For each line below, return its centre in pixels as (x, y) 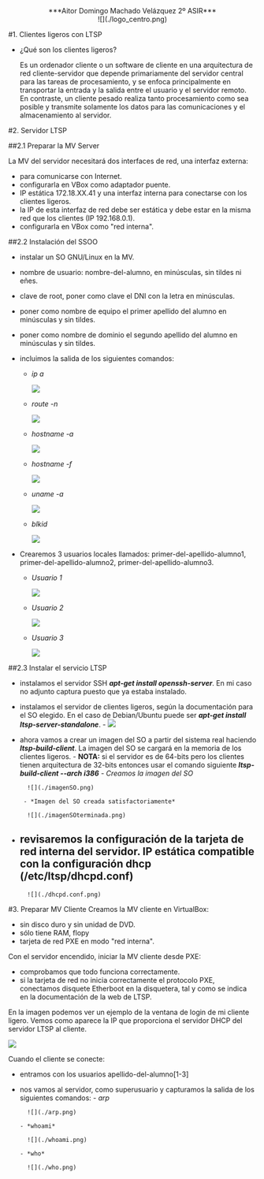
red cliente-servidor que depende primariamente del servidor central (132, 73)
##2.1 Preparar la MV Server (54, 146)
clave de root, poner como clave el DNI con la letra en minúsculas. (127, 296)
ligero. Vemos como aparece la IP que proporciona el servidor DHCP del (125, 1020)
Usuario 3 (48, 638)
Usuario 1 (47, 578)
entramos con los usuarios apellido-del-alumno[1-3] (104, 1074)
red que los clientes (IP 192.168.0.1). (77, 218)
